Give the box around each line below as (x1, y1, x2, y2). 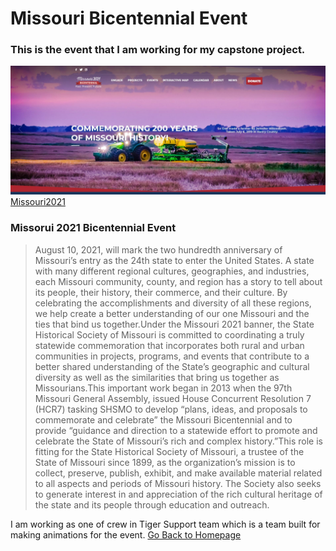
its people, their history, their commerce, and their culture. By (34, 286, 288, 298)
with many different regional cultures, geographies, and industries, (34, 265, 310, 277)
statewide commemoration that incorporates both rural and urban (34, 339, 305, 351)
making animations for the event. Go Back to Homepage (10, 528, 242, 541)
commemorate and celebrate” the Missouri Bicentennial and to (34, 413, 293, 426)
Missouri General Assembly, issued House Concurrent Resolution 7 (34, 392, 312, 404)
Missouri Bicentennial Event (10, 7, 248, 30)
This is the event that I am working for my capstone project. (10, 43, 306, 57)
